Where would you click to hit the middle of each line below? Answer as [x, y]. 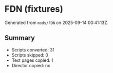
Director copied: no [31, 65]
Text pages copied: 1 [32, 60]
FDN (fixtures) [34, 9]
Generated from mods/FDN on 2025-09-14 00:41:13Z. [56, 23]
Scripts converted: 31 [33, 49]
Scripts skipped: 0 [30, 55]
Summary [20, 38]
